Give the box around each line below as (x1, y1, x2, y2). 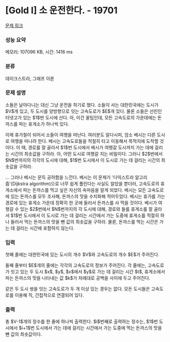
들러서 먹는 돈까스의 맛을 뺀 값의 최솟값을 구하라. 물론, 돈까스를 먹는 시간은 (10, 219, 159, 225)
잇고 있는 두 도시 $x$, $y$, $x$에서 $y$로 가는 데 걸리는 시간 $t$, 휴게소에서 (10, 269, 165, 275)
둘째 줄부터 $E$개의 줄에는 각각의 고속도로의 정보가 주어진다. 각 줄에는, (5, 262, 147, 268)
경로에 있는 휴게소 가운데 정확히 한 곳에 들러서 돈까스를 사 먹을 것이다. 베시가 (5, 199, 157, 206)
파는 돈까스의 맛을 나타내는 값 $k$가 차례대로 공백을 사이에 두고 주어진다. (5, 275, 151, 281)
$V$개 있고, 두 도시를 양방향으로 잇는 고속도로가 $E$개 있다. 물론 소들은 (5, 108, 149, 114)
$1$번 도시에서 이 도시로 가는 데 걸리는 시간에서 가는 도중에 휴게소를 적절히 (10, 212, 159, 219)
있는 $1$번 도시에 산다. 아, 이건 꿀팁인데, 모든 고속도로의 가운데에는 (22, 114, 157, 120)
